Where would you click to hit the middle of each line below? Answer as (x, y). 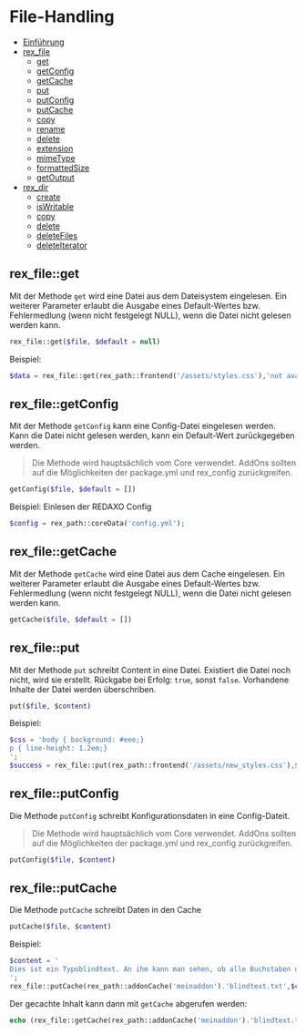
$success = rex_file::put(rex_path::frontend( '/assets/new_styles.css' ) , (153, 766)
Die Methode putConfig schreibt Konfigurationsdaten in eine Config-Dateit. (149, 815)
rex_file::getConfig (64, 404)
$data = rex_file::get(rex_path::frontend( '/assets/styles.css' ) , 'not (146, 375)
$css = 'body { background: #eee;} (77, 740)
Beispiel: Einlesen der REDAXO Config (81, 507)
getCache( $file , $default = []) (71, 619)
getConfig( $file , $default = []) (73, 489)
